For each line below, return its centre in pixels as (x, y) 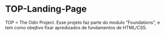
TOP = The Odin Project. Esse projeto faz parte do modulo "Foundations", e (83, 22)
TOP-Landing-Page (46, 9)
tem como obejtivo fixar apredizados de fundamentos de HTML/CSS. (76, 27)
